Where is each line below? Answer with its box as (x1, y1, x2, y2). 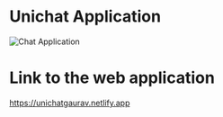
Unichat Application (9, 6, 162, 27)
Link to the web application (9, 67, 216, 88)
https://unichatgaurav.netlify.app (9, 97, 130, 108)
